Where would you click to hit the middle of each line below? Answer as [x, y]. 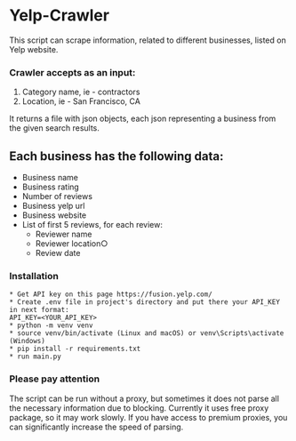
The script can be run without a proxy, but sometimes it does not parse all [144, 398]
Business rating [51, 187]
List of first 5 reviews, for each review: [92, 225]
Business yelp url [53, 206]
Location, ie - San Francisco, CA [81, 101]
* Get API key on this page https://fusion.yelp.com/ [111, 294]
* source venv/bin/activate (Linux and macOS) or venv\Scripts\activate [147, 333]
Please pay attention [55, 379]
